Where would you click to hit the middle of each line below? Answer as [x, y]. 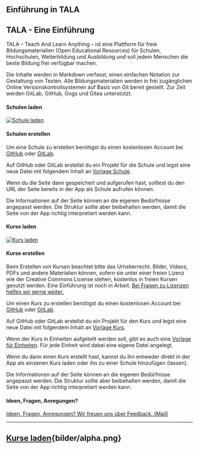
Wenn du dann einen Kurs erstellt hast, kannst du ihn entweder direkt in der [98, 357]
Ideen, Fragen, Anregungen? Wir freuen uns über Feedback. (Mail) [87, 414]
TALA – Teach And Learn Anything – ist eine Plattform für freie [82, 44]
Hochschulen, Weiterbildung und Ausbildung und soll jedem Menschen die [97, 57]
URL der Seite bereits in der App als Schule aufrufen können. [81, 189]
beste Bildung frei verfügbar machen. [52, 63]
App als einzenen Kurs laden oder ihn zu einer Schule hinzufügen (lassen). [97, 363]
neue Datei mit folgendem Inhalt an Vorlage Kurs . [66, 327]
